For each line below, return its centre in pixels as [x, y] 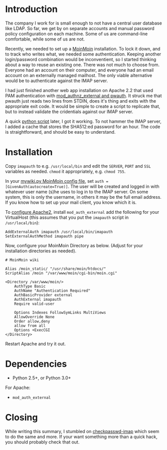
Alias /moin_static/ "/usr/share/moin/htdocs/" [56, 269]
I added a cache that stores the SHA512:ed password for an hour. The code [83, 127]
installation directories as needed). [41, 251]
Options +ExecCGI [32, 330]
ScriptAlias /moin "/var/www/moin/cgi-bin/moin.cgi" [61, 273]
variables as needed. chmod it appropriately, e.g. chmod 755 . [65, 171]
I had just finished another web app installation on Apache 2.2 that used [79, 90]
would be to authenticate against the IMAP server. [57, 81]
